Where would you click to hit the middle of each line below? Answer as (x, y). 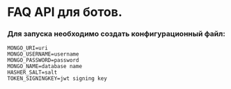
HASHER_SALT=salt (32, 73)
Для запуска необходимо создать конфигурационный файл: (117, 34)
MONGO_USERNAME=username (43, 54)
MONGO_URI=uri (28, 48)
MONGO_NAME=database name (45, 67)
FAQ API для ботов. (65, 12)
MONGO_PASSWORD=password (43, 60)
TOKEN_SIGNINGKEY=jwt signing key (57, 79)
